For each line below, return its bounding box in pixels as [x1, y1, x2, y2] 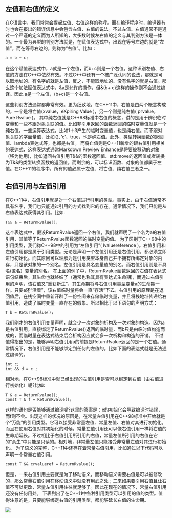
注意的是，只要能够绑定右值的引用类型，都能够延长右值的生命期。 [9, 497, 149, 503]
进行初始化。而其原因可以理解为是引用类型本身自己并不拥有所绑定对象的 [5, 255, 158, 261]
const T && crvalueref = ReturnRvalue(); [5, 462, 95, 467]
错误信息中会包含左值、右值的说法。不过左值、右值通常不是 [36, 26, 162, 32]
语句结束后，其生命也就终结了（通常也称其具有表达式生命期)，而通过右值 [5, 274, 160, 280]
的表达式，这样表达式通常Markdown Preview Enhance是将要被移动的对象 [5, 146, 160, 153]
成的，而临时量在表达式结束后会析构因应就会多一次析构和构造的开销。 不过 [5, 332, 164, 339]
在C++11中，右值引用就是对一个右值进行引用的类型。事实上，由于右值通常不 [5, 197, 166, 203]
